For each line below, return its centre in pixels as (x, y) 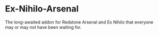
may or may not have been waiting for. (43, 27)
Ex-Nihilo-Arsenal (42, 9)
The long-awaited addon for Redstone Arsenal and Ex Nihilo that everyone (79, 22)
